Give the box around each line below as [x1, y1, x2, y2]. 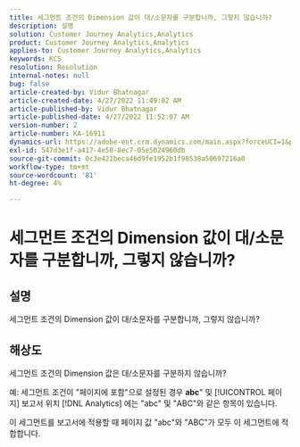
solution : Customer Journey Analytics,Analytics [9, 29, 194, 38]
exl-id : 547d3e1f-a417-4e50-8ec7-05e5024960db [9, 145, 186, 154]
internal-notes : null [9, 71, 90, 80]
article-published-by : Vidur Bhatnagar [9, 104, 158, 113]
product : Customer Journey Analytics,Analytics [9, 37, 190, 47]
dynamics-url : [9, 137, 62, 146]
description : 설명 [9, 21, 74, 30]
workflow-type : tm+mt [9, 162, 90, 171]
